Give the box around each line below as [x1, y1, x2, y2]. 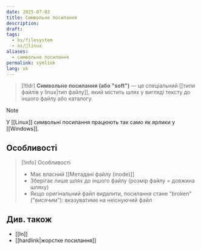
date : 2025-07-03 [6, 9, 50, 15]
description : [6, 20, 39, 26]
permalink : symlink [6, 60, 56, 66]
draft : [6, 26, 23, 32]
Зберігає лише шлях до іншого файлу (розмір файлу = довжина [30, 177, 196, 184]
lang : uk [6, 65, 29, 72]
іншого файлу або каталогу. [21, 95, 93, 102]
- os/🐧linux [12, 43, 43, 49]
